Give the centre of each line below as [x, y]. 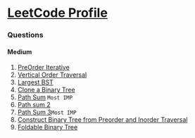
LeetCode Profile [57, 13]
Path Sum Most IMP [45, 97]
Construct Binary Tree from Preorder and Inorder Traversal [102, 120]
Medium [20, 51]
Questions [25, 35]
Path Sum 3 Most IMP [47, 112]
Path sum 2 [34, 105]
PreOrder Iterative [44, 68]
